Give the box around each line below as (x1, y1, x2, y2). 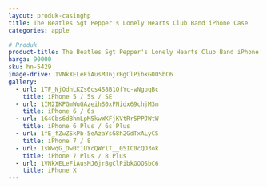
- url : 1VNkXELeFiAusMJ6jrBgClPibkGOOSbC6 (15, 159, 159, 167)
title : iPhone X (22, 166, 78, 175)
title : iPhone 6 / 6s (22, 107, 94, 115)
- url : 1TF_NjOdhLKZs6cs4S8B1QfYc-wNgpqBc (15, 85, 159, 93)
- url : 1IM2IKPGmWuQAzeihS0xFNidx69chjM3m (15, 100, 159, 108)
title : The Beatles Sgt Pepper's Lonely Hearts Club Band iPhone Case (8, 19, 249, 27)
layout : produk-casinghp (8, 11, 91, 20)
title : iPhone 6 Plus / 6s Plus (22, 123, 130, 131)
